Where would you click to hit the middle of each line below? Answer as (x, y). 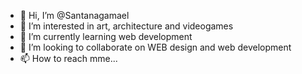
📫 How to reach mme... (68, 58)
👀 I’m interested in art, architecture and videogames (126, 26)
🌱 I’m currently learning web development (106, 36)
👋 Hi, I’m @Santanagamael (74, 15)
